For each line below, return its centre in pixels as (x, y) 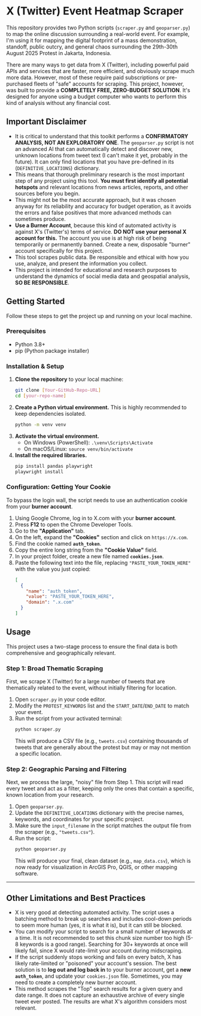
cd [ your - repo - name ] (40, 396)
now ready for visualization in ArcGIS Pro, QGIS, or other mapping (96, 867)
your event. (29, 712)
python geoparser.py (40, 849)
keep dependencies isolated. (51, 413)
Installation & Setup (35, 366)
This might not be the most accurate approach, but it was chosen (95, 199)
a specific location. (38, 754)
